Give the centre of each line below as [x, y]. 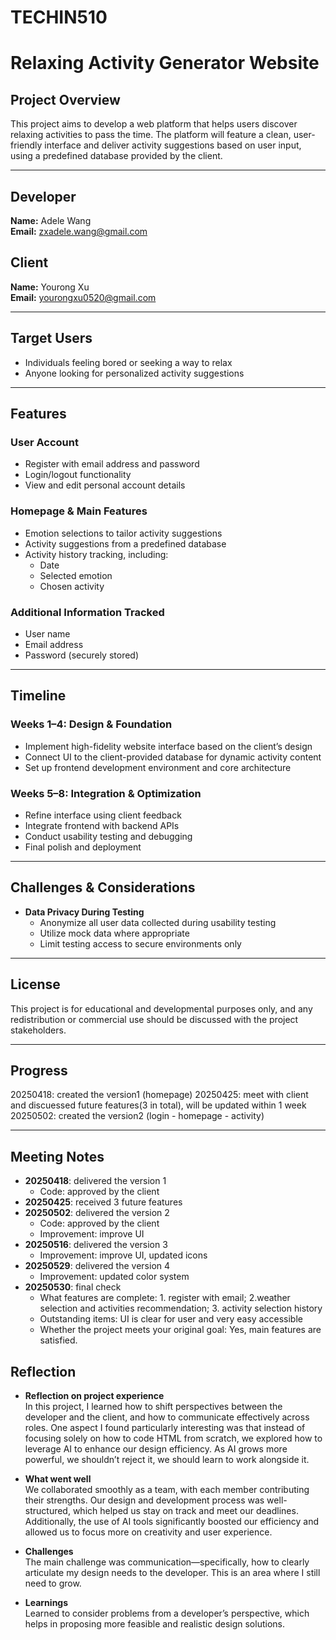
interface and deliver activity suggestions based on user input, [173, 145]
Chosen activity [72, 586]
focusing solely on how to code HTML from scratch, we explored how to [173, 1438]
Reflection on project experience [94, 1395]
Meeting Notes [57, 1156]
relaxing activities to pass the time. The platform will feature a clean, [151, 135]
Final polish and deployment [83, 847]
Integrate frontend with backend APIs [102, 825]
